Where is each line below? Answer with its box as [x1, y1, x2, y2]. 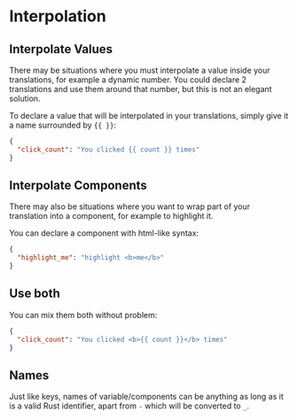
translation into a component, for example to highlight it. [9, 211, 214, 222]
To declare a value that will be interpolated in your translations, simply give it [9, 111, 289, 121]
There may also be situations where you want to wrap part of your [9, 201, 251, 212]
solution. [9, 93, 42, 104]
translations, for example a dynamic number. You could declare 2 [9, 74, 246, 85]
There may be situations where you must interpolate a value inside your [9, 65, 270, 75]
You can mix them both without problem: [9, 309, 158, 320]
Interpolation [9, 6, 106, 27]
